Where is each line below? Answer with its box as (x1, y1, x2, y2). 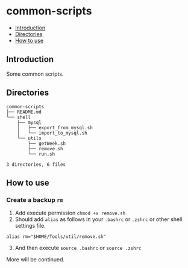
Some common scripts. (6, 70, 64, 78)
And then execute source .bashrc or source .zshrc (14, 245, 142, 252)
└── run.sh (28, 151, 55, 157)
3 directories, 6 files (6, 161, 66, 168)
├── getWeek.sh (28, 140, 66, 147)
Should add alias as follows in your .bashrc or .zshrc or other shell (14, 216, 183, 223)
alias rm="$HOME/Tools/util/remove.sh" (6, 234, 107, 240)
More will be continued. (6, 256, 65, 263)
